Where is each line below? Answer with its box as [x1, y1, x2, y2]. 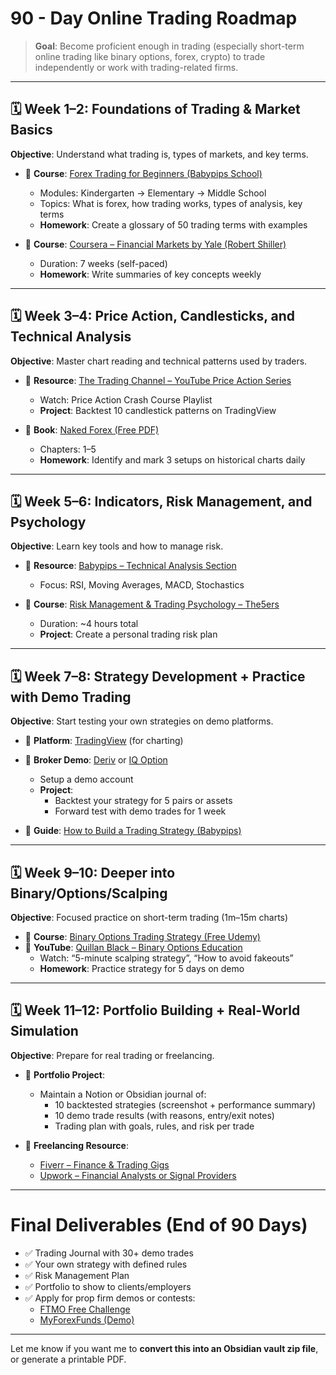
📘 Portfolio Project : [24, 1068, 106, 1081]
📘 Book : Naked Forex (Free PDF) [24, 423, 160, 436]
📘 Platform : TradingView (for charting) [24, 735, 184, 747]
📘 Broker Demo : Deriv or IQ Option [24, 754, 168, 766]
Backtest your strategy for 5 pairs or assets [54, 795, 233, 807]
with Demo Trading [10, 688, 132, 706]
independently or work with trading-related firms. [34, 61, 239, 73]
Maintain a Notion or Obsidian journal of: [39, 1088, 207, 1100]
